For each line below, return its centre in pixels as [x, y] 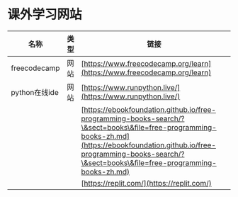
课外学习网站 [45, 15]
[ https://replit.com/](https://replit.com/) [146, 183]
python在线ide [35, 92]
